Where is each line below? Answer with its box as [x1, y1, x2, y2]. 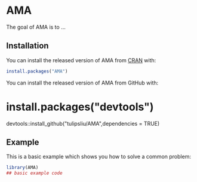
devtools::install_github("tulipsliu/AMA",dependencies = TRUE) [6, 120, 160, 127]
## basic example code [6, 170, 63, 177]
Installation [6, 41, 49, 51]
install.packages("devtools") [6, 100, 154, 114]
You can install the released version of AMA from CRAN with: [6, 56, 156, 63]
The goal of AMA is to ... [6, 23, 66, 31]
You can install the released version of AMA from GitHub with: [6, 79, 159, 86]
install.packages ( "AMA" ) [6, 68, 68, 74]
